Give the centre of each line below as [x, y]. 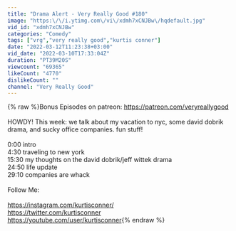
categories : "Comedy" [40, 34]
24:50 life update [33, 167]
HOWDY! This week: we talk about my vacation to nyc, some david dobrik [116, 122]
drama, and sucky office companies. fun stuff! [75, 129]
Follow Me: [24, 190]
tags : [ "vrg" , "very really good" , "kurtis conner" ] [84, 41]
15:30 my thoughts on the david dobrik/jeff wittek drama [90, 160]
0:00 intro [22, 145]
